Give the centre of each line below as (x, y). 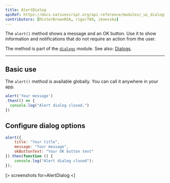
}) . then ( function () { (29, 156)
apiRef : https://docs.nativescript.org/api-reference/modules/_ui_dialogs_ (87, 15)
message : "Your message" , (42, 147)
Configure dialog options (45, 126)
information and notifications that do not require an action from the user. (80, 39)
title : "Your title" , (37, 142)
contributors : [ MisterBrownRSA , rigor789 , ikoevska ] (62, 19)
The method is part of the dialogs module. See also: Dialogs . (69, 49)
